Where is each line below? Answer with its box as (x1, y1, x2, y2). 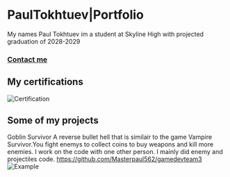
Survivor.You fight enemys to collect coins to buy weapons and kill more (7, 140, 214, 149)
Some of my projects (7, 115, 99, 126)
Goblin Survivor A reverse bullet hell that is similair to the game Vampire (7, 133, 213, 142)
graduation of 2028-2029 (7, 37, 81, 45)
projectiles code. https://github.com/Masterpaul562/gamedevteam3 (7, 155, 203, 163)
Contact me (7, 54, 48, 64)
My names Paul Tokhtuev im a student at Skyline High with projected (7, 30, 204, 38)
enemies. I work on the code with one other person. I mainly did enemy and (7, 148, 224, 156)
